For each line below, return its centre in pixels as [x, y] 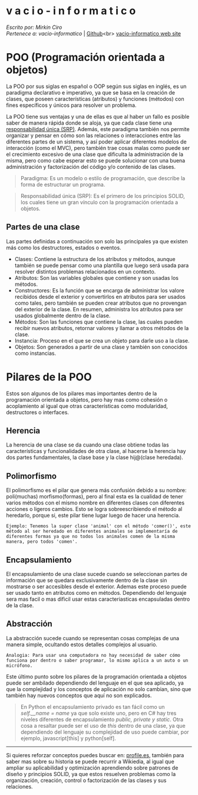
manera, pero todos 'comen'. [42, 542]
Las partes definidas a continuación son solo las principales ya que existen [97, 241]
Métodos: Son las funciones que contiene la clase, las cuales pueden [98, 322]
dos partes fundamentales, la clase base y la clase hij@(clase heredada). [95, 457]
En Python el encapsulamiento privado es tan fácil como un [93, 706]
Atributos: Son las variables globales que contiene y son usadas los [96, 278]
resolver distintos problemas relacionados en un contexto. [85, 271]
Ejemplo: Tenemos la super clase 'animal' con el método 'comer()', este [99, 526]
